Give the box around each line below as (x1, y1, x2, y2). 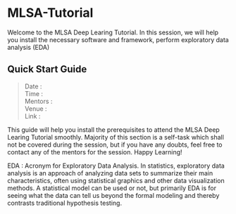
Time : (24, 89, 44, 98)
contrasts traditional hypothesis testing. (7, 199, 122, 207)
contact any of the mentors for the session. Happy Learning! (7, 147, 182, 156)
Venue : (24, 104, 47, 113)
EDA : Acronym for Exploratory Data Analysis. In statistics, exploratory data (7, 161, 225, 170)
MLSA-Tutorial (7, 5, 94, 21)
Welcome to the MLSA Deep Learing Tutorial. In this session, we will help (7, 28, 219, 36)
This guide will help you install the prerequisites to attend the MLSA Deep (7, 125, 220, 134)
